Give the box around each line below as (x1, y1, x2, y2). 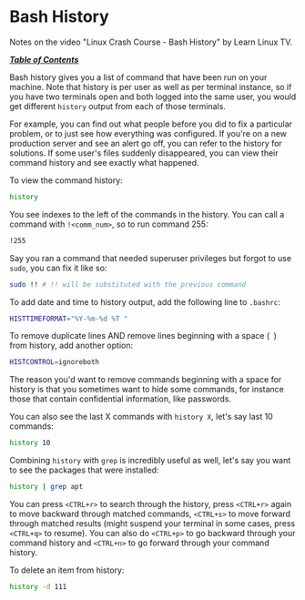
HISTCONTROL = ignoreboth (9, 358, 100, 367)
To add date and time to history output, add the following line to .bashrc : (9, 296, 280, 307)
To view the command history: (9, 175, 123, 186)
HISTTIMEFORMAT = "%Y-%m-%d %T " (9, 314, 128, 323)
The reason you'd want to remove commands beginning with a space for (9, 374, 282, 385)
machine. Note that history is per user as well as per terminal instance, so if (9, 81, 292, 92)
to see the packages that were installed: (9, 464, 159, 475)
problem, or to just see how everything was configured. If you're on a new (9, 127, 288, 138)
